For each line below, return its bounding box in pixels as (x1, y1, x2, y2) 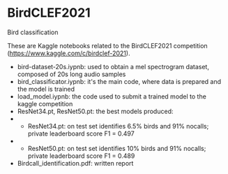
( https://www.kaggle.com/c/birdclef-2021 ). (7, 49, 130, 57)
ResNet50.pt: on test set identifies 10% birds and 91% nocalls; (27, 144, 206, 152)
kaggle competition (17, 99, 73, 108)
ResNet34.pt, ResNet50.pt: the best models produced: (17, 107, 174, 115)
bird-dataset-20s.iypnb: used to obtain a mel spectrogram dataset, (17, 62, 209, 71)
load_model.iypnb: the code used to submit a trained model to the (17, 92, 207, 101)
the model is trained (17, 85, 75, 93)
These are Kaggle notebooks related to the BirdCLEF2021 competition (7, 41, 208, 50)
